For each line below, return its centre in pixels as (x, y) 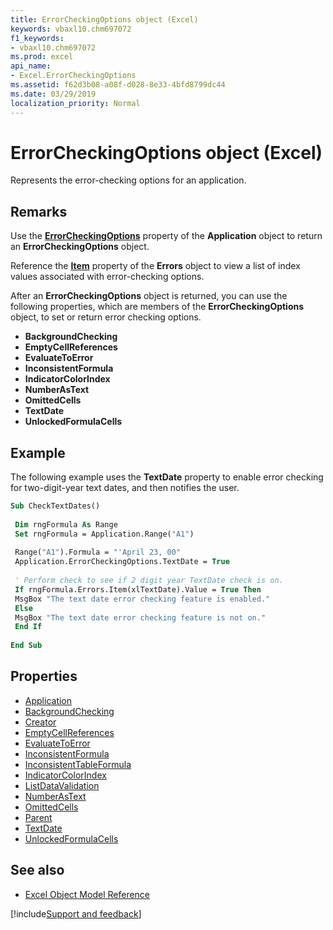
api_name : (31, 66)
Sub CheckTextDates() (55, 506)
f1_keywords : (37, 38)
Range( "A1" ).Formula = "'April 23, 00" (98, 552)
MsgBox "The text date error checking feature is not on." (140, 617)
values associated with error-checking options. (107, 277)
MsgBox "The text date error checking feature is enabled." (142, 599)
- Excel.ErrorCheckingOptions (73, 76)
